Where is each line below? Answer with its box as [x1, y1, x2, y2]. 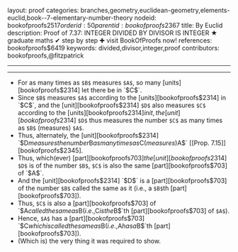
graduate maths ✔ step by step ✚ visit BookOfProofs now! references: [7, 36, 212, 45]
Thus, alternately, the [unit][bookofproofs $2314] [17, 131, 159, 139]
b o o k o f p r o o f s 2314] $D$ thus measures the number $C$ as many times [20, 116, 223, 124]
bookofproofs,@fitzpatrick [7, 51, 84, 60]
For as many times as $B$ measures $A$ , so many [17, 78, 161, 87]
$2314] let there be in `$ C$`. [59, 86, 142, 94]
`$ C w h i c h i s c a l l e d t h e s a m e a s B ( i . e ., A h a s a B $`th [17, 221, 153, 230]
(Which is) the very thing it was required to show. [17, 237, 161, 245]
